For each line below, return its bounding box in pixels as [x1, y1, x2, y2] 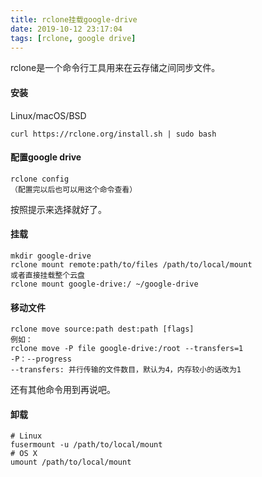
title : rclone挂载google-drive [10, 14, 138, 25]
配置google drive [10, 151, 82, 163]
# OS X [10, 449, 38, 459]
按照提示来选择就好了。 [10, 203, 107, 215]
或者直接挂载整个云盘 [10, 270, 85, 280]
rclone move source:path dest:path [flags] [10, 324, 195, 335]
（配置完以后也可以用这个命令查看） [10, 184, 138, 195]
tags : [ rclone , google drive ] [10, 33, 137, 43]
